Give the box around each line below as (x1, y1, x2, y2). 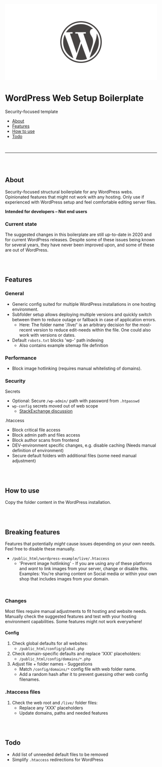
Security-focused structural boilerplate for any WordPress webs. (5, 188, 134, 195)
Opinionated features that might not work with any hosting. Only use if (5, 194, 145, 200)
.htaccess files (5, 689, 40, 695)
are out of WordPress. (5, 247, 49, 253)
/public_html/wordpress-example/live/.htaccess (12, 556, 109, 561)
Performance (5, 354, 37, 361)
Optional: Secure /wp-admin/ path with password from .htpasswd (12, 398, 140, 404)
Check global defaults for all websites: (12, 641, 88, 646)
